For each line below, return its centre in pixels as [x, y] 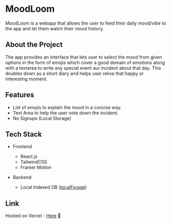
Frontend [22, 147]
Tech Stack [24, 134]
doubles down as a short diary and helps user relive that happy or [75, 73]
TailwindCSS [34, 162]
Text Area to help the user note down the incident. [66, 113]
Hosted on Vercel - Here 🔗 [33, 216]
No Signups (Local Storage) [42, 118]
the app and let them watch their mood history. [55, 28]
